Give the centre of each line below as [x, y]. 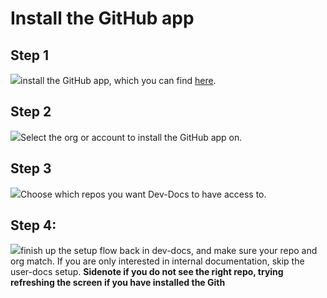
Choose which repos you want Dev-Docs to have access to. [143, 194]
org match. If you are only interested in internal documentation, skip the [157, 261]
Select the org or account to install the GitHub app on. [131, 137]
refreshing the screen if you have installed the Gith [118, 283]
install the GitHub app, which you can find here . [118, 80]
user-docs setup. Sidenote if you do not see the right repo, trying [147, 272]
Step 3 [31, 168]
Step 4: [33, 225]
